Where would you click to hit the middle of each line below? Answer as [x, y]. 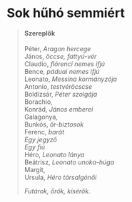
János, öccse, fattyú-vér [60, 57]
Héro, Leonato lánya [54, 155]
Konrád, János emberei [59, 110]
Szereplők [40, 33]
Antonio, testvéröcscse [58, 87]
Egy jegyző [41, 139]
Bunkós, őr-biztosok [54, 124]
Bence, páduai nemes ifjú [62, 72]
